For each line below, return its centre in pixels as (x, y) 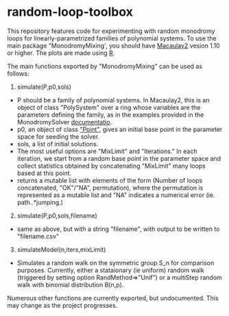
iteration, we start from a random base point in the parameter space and (119, 158)
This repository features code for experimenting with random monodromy (111, 31)
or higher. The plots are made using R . (61, 53)
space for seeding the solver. (58, 136)
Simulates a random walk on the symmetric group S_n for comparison (116, 262)
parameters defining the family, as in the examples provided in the (110, 115)
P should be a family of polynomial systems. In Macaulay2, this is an (113, 100)
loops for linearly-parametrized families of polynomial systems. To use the (112, 38)
